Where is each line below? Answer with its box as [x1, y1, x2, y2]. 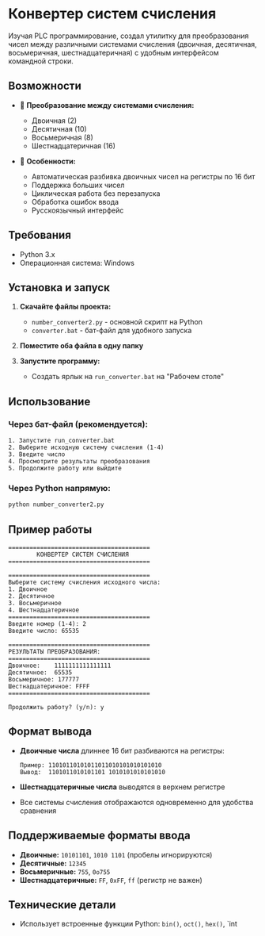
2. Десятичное [8, 593, 55, 600]
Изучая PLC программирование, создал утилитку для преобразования [8, 31, 249, 40]
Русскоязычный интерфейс [31, 205, 124, 215]
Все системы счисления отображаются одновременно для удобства [19, 797, 254, 807]
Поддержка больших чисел [31, 180, 125, 190]
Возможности [8, 79, 81, 93]
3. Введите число [8, 451, 66, 458]
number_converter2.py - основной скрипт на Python [31, 317, 203, 327]
